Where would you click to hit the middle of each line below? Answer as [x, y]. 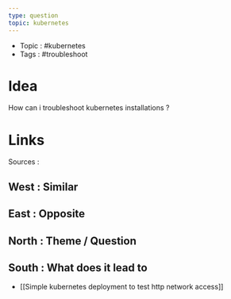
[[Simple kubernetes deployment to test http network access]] [121, 287]
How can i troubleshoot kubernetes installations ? [89, 108]
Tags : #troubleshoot [54, 54]
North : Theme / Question [72, 241]
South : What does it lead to [78, 268]
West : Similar [43, 187]
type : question [33, 15]
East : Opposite [47, 214]
